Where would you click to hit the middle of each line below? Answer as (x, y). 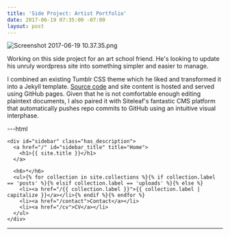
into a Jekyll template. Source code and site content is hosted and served (111, 87)
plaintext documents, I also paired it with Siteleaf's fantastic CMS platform (111, 101)
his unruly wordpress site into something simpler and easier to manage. (108, 66)
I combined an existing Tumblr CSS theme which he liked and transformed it (114, 79)
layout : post (26, 26)
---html (17, 129)
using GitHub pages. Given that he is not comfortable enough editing (104, 94)
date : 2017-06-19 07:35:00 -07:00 (56, 20)
